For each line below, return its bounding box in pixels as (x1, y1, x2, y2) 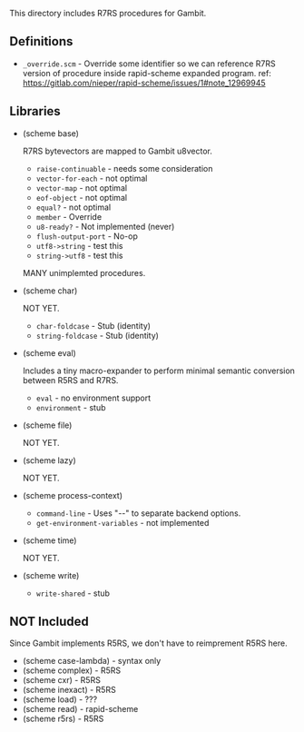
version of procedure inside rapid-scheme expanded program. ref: (22, 67, 272, 78)
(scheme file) (22, 420, 73, 430)
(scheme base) (22, 127, 80, 139)
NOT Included (9, 614, 89, 629)
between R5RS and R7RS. (22, 374, 119, 385)
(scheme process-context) (22, 490, 123, 500)
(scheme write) (22, 569, 80, 580)
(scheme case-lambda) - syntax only (22, 656, 162, 667)
